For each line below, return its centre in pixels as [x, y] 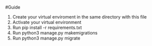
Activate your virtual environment [47, 22]
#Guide [13, 7]
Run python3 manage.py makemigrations [55, 33]
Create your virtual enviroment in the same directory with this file [80, 17]
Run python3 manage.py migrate [46, 38]
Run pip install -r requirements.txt [47, 27]
